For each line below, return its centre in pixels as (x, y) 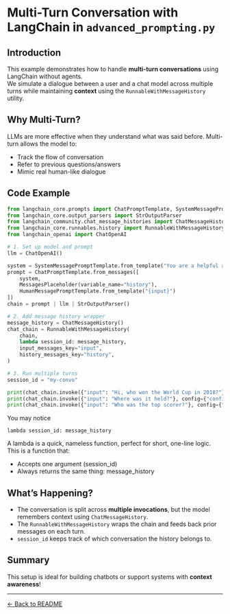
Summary (28, 560)
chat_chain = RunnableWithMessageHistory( (68, 329)
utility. (16, 98)
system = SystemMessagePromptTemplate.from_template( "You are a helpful (113, 266)
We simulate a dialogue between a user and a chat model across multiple (110, 83)
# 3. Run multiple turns (42, 373)
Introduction (34, 53)
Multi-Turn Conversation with (93, 13)
